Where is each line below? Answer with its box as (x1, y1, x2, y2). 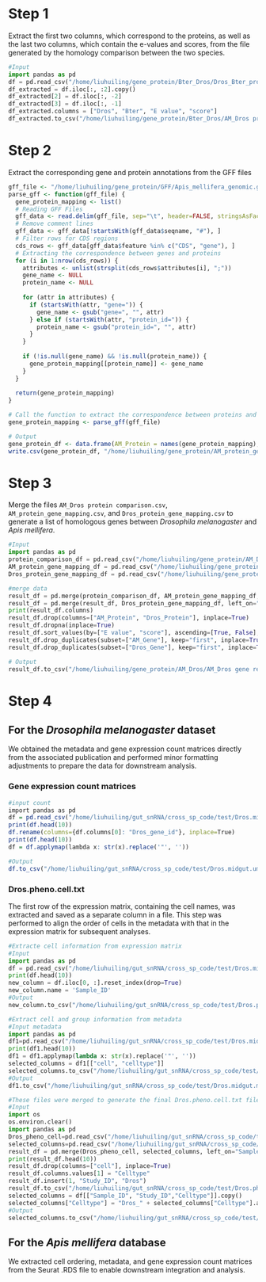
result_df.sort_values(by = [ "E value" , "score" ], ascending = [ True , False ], (8, 629, 260, 637)
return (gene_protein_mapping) (15, 389, 115, 397)
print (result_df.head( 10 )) (8, 1154, 97, 1163)
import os (8, 1111, 41, 1119)
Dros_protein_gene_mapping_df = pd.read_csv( (8, 570, 161, 578)
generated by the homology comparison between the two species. (8, 48, 226, 57)
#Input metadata (8, 1023, 62, 1031)
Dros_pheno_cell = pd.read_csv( (8, 1132, 108, 1141)
